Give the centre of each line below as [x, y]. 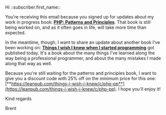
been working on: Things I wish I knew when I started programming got [80, 48]
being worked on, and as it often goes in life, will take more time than [76, 27]
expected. [15, 33]
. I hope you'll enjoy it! [138, 89]
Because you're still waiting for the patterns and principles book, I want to [81, 73]
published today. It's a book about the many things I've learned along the [80, 53]
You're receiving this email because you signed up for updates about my [80, 17]
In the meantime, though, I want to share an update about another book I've [83, 42]
